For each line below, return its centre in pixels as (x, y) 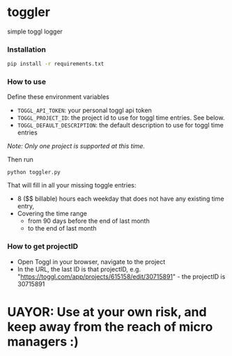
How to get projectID (43, 247)
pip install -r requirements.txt (56, 64)
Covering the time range (52, 214)
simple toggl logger (35, 31)
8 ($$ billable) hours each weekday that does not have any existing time (121, 199)
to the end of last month (62, 229)
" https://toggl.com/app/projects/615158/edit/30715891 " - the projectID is (121, 277)
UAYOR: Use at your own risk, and (107, 312)
